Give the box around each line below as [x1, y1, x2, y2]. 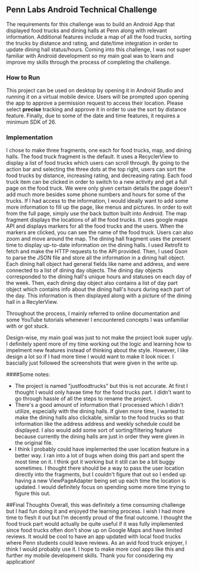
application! [6, 559, 35, 566]
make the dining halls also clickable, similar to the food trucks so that [14, 414, 184, 421]
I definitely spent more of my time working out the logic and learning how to [6, 340, 192, 347]
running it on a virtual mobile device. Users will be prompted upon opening [6, 93, 189, 101]
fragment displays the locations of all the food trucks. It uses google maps [6, 217, 188, 224]
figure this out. [14, 490, 51, 497]
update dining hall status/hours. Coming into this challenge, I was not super [6, 46, 191, 53]
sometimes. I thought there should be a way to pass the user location [14, 465, 184, 472]
